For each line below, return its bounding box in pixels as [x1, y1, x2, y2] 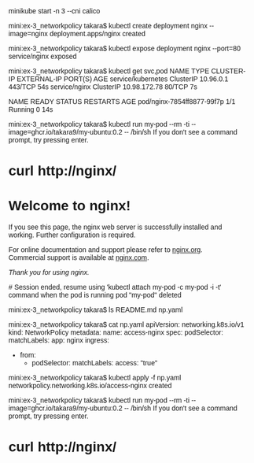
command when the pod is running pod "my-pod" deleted [8, 291, 182, 300]
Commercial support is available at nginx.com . [8, 254, 149, 262]
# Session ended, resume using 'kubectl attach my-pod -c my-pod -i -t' [8, 283, 222, 292]
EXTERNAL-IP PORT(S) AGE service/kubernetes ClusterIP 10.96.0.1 [16, 75, 229, 83]
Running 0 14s [8, 106, 53, 113]
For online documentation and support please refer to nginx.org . [8, 246, 203, 254]
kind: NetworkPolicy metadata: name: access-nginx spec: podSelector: [8, 328, 223, 337]
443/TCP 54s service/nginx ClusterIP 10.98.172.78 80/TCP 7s [8, 83, 197, 91]
